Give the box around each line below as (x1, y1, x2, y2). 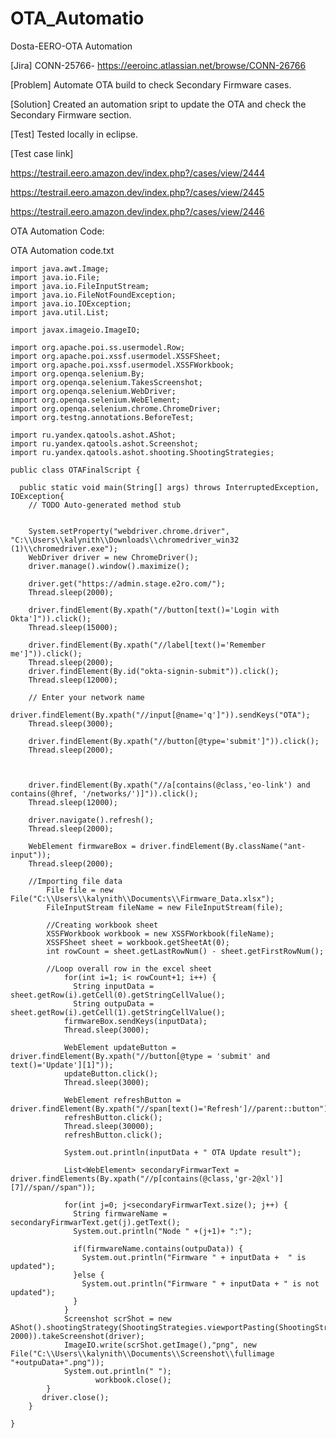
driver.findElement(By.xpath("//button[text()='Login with (28, 605, 280, 615)
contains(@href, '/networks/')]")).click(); (10, 788, 199, 799)
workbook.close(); (95, 1375, 172, 1385)
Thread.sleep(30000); (63, 1121, 155, 1131)
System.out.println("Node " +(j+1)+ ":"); (73, 1226, 253, 1236)
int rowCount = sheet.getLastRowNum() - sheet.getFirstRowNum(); (46, 946, 325, 956)
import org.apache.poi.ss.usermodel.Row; (10, 342, 186, 352)
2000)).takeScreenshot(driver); (10, 1331, 145, 1341)
